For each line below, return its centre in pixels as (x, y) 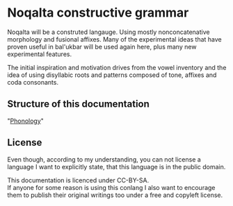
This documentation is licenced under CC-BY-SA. (78, 180)
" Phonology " (25, 121)
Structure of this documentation (78, 104)
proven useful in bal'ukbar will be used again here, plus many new (102, 46)
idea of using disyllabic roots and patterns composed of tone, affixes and (112, 75)
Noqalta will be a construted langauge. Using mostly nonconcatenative (109, 32)
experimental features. (39, 54)
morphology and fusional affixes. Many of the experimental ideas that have (115, 39)
